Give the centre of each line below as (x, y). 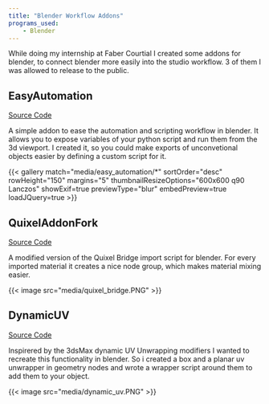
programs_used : (34, 23)
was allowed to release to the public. (69, 71)
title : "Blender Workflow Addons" (66, 16)
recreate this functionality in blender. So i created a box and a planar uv (126, 359)
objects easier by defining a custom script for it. (88, 157)
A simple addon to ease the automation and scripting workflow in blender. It (134, 131)
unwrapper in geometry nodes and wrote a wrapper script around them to (130, 367)
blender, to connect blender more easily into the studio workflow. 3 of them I (135, 62)
